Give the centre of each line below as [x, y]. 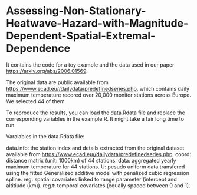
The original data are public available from [57, 82]
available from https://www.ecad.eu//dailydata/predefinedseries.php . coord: [99, 154]
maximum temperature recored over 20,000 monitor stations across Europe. [99, 95]
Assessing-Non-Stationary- [76, 11]
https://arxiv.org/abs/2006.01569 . [47, 71]
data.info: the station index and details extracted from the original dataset [95, 148]
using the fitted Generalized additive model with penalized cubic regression [98, 173]
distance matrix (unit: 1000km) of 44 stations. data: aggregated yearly [91, 160]
